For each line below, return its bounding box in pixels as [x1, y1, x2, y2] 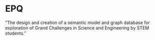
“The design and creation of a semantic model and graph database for [5, 19, 150, 25]
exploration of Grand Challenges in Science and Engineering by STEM [5, 24, 149, 30]
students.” [5, 30, 26, 36]
